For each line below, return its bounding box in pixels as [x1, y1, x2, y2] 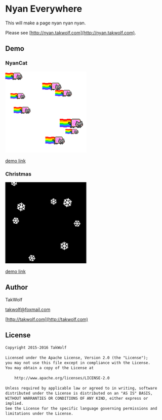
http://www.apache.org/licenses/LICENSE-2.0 [14, 375, 110, 380]
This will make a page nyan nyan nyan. [5, 20, 86, 26]
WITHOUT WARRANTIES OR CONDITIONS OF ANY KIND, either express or [5, 396, 148, 401]
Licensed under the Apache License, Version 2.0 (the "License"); [5, 355, 148, 360]
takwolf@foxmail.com [5, 306, 51, 312]
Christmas [5, 170, 32, 178]
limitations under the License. [5, 411, 73, 416]
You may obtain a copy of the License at [5, 365, 94, 370]
